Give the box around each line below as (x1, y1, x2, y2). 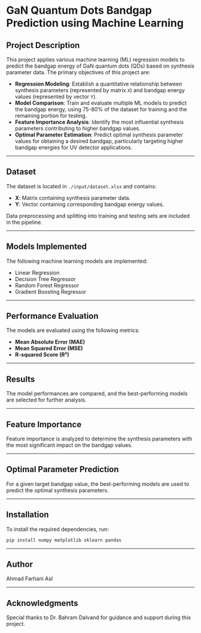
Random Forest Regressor (14, 282, 80, 289)
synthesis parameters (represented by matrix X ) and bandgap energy (14, 87, 185, 93)
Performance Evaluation (6, 311, 99, 321)
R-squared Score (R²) (14, 351, 70, 358)
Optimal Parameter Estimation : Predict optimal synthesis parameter (14, 131, 184, 138)
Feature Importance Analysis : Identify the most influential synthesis (14, 118, 184, 126)
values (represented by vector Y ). (14, 93, 97, 100)
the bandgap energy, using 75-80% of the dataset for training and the (14, 106, 187, 112)
